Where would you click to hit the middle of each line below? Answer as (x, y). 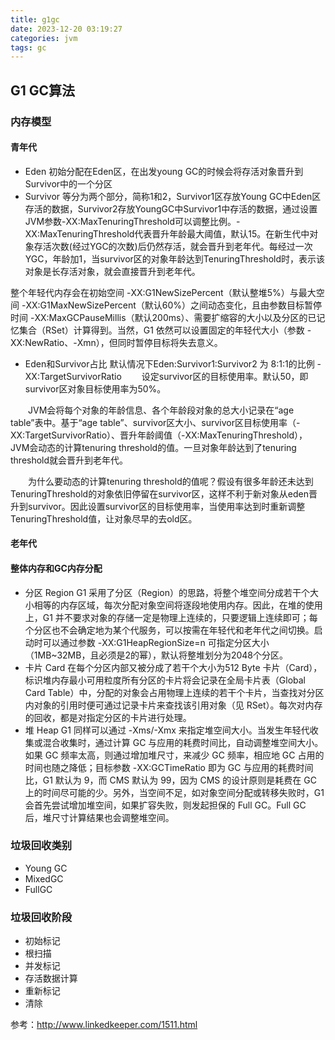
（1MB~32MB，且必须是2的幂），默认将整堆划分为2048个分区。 (156, 655)
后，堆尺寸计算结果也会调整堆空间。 (99, 817)
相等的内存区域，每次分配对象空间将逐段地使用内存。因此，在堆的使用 (178, 605)
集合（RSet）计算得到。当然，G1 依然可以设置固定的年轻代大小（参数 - (165, 330)
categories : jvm (44, 38)
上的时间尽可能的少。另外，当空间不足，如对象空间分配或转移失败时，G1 (174, 792)
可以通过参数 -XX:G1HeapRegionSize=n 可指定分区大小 (156, 642)
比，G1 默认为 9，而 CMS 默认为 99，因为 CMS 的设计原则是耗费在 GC (170, 780)
